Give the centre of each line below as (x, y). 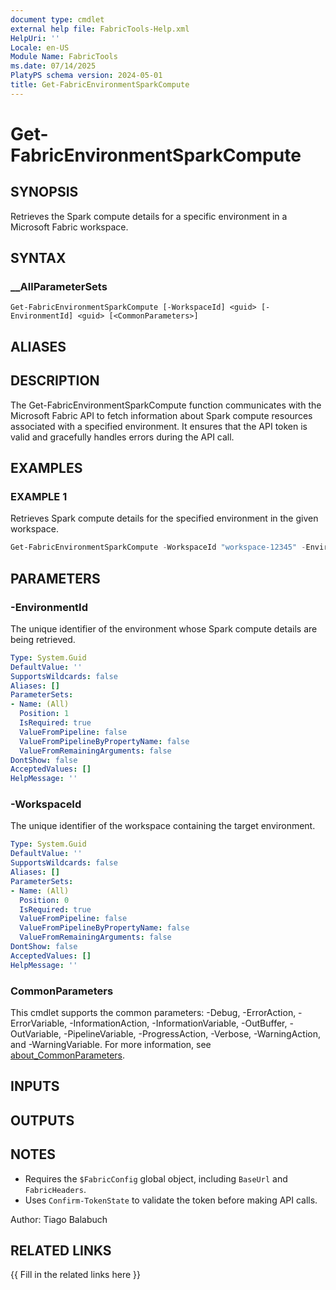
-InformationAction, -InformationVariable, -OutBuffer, (178, 1023)
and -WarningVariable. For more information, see (111, 1044)
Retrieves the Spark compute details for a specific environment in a (149, 216)
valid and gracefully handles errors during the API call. (122, 437)
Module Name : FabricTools (64, 57)
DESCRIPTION (55, 381)
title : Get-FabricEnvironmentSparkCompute (100, 85)
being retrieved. (43, 639)
